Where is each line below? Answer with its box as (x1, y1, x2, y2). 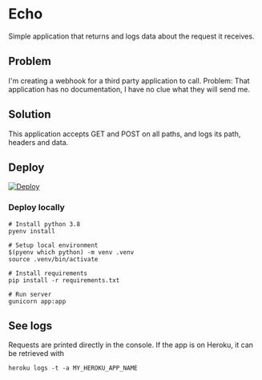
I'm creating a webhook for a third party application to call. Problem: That (8, 75, 250, 85)
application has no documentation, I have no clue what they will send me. (8, 84, 251, 94)
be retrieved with (8, 349, 65, 358)
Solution (8, 107, 51, 121)
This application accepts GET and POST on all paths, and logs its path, (8, 129, 241, 139)
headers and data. (8, 137, 69, 147)
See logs (8, 319, 53, 333)
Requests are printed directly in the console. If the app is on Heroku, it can (8, 340, 254, 350)
